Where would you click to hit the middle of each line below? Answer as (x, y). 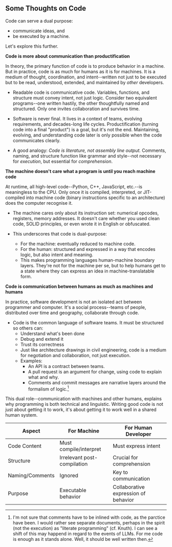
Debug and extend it (42, 339)
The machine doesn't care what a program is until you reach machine (80, 171)
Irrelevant (71, 458)
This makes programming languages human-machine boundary (88, 260)
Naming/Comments (31, 476)
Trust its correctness (42, 344)
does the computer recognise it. (39, 203)
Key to (120, 473)
